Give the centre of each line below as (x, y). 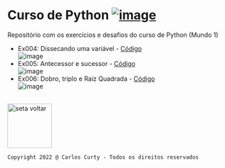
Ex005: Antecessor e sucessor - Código (77, 63)
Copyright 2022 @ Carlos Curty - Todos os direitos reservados (103, 157)
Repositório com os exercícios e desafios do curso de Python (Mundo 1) (113, 35)
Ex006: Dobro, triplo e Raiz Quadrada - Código (86, 79)
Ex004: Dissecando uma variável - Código (80, 48)
